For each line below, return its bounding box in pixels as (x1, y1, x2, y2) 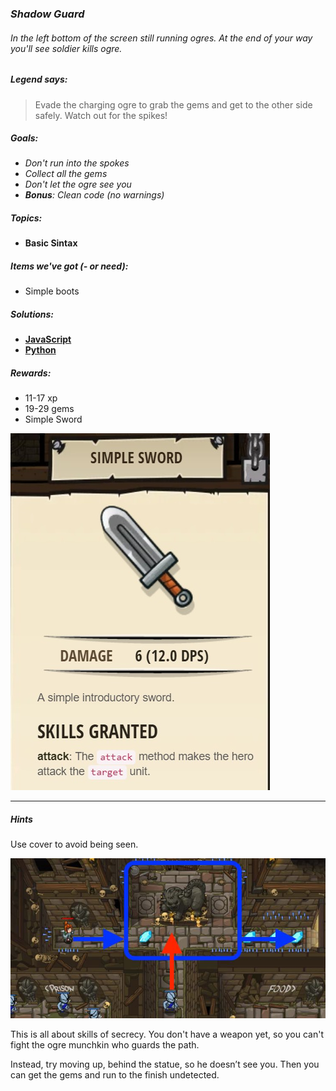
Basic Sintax (24, 237, 78, 249)
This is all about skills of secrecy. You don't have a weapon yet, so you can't (10, 1028, 324, 1041)
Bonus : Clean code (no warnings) (24, 189, 165, 201)
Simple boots (24, 285, 80, 297)
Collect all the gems (24, 168, 108, 180)
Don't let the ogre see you (24, 178, 132, 191)
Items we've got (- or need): (10, 260, 129, 272)
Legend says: (10, 73, 68, 86)
